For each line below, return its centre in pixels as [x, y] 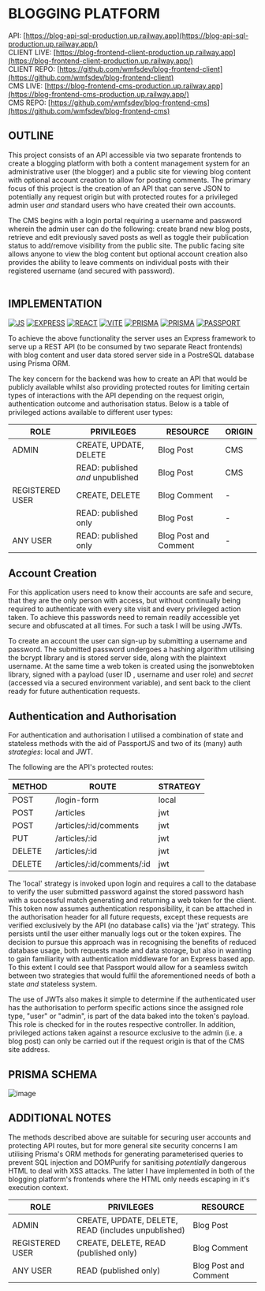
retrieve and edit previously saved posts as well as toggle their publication [129, 237]
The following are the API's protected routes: [81, 767]
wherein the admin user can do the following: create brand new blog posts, [130, 229]
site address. [29, 1050]
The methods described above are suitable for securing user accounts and [130, 1137]
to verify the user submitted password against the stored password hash [126, 892]
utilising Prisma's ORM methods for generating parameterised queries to [126, 1154]
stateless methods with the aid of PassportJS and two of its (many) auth [125, 744]
